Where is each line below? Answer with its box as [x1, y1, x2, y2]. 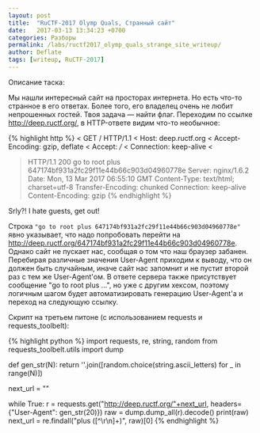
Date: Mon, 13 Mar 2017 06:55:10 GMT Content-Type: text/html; [27, 173, 235, 183]
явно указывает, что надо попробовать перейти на [8, 230, 181, 239]
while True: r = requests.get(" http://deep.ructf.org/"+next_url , [8, 399, 209, 408]
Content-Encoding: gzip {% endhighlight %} [27, 191, 172, 200]
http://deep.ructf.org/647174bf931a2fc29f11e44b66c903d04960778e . [8, 238, 238, 248]
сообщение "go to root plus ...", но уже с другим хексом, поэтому [8, 280, 230, 290]
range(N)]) [8, 368, 44, 378]
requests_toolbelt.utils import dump [8, 344, 124, 354]
